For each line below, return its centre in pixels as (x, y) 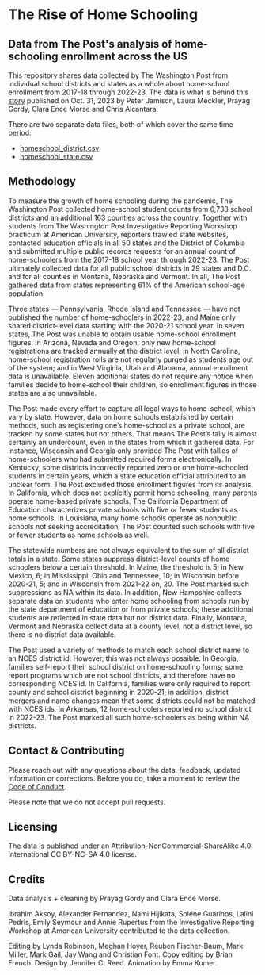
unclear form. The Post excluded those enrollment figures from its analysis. (131, 484)
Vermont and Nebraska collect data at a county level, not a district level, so (131, 626)
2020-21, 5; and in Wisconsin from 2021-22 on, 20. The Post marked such (129, 584)
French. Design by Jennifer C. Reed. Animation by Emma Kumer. (113, 963)
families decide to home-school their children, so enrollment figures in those (132, 384)
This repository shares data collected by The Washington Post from (118, 75)
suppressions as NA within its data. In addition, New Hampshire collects (125, 592)
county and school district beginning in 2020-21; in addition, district (119, 692)
